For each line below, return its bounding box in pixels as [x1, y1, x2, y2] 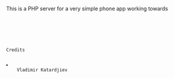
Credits [6, 47, 26, 53]
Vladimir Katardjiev [17, 67, 68, 73]
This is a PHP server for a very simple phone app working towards [6, 5, 168, 12]
